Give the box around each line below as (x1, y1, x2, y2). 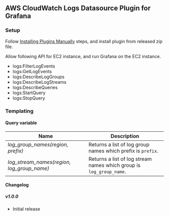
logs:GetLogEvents (12, 68, 52, 74)
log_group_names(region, (8, 141, 69, 148)
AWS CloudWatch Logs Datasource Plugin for (5, 4, 151, 13)
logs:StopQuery (12, 95, 45, 101)
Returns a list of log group (88, 141, 150, 148)
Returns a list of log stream (88, 155, 152, 162)
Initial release (12, 206, 40, 212)
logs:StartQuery (12, 90, 46, 96)
